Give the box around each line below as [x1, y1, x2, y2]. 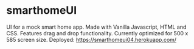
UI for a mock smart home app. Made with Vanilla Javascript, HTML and [6, 23, 187, 30]
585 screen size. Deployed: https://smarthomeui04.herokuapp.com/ [6, 36, 177, 43]
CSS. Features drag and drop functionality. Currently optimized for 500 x [6, 29, 189, 36]
